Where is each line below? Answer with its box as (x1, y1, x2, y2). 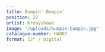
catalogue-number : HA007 (6, 31, 68, 37)
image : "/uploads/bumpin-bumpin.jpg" (6, 25, 100, 32)
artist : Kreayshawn (6, 20, 55, 26)
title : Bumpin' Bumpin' (6, 8, 65, 15)
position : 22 (6, 14, 39, 20)
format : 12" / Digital (6, 36, 62, 42)
